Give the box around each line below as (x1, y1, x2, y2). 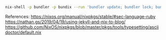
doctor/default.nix (5, 29, 41, 35)
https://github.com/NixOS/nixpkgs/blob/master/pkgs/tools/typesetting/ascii (5, 24, 159, 30)
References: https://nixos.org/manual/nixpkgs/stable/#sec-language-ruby (5, 13, 156, 19)
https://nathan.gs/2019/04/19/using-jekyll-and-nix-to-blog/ (5, 19, 126, 25)
